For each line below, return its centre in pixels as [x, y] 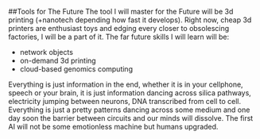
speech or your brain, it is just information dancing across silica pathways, [130, 93]
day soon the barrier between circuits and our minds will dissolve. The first [131, 118]
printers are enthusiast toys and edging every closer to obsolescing [119, 28]
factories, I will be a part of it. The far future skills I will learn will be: [119, 37]
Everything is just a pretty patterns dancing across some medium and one [129, 110]
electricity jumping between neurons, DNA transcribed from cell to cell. [124, 101]
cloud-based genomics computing [76, 69]
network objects [47, 52]
